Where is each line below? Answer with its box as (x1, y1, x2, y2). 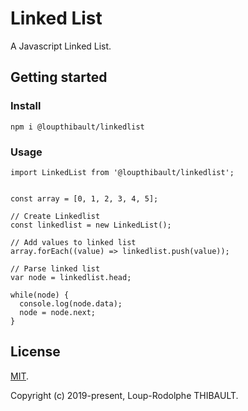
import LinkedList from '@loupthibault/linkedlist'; (10, 167, 235, 177)
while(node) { (10, 290, 70, 300)
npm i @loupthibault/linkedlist (10, 122, 145, 132)
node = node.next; (19, 307, 97, 317)
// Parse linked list (10, 263, 101, 274)
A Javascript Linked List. (10, 40, 112, 52)
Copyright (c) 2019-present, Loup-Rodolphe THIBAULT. (10, 389, 239, 401)
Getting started (10, 69, 108, 86)
